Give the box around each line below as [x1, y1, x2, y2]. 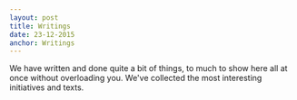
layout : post [9, 13, 59, 23]
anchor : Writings [9, 38, 75, 48]
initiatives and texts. [9, 82, 84, 93]
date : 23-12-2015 [9, 30, 75, 39]
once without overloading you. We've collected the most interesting [9, 73, 262, 84]
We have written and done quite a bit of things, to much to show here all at [9, 63, 288, 74]
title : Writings [9, 22, 71, 31]
